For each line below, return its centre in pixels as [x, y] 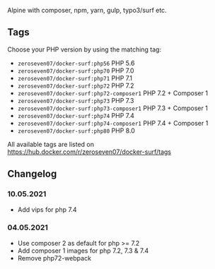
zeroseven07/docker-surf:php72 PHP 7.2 [76, 85]
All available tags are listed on [51, 144]
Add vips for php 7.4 [47, 209]
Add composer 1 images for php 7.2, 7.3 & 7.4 [83, 251]
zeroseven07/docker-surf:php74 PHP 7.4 [76, 115]
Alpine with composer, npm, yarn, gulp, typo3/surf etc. [87, 10]
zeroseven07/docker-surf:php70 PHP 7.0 [76, 71]
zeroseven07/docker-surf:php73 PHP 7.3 [76, 100]
